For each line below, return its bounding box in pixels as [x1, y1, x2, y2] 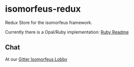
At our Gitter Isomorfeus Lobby [5, 56, 67, 62]
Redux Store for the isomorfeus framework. [5, 20, 92, 25]
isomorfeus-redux [5, 3, 81, 15]
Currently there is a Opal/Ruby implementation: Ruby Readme [5, 29, 129, 35]
